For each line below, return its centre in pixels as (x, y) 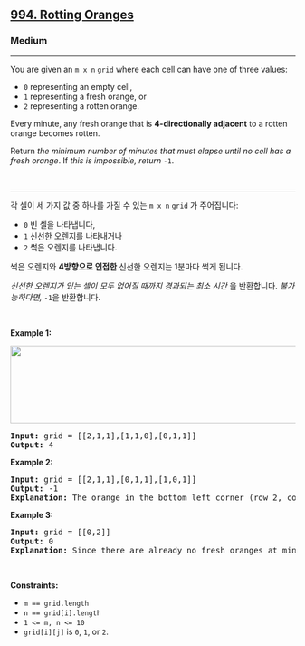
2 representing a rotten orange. (81, 106)
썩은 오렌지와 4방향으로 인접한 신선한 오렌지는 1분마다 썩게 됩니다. (127, 266)
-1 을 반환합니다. (72, 297)
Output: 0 (32, 541)
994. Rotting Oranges (72, 15)
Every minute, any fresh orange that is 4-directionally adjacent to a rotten (149, 123)
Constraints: (34, 585)
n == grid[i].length (62, 613)
